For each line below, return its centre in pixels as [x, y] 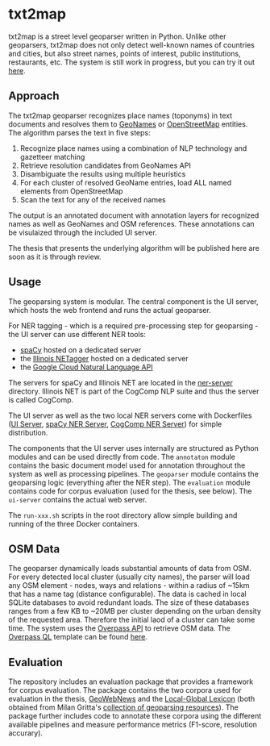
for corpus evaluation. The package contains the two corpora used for [125, 690]
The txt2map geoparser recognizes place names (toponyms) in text [120, 115]
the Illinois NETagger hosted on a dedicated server [104, 358]
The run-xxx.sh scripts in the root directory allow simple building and [123, 515]
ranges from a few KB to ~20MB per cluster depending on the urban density [135, 611]
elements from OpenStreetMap [71, 191]
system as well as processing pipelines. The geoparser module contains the [134, 473]
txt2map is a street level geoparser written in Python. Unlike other [118, 36]
